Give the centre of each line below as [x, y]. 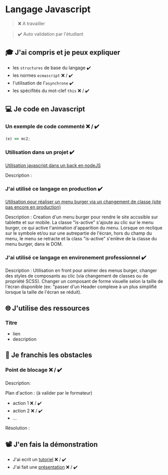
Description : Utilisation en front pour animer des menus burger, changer [81, 270]
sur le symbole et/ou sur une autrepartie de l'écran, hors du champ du [79, 233]
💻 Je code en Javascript [45, 109]
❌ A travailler [31, 23]
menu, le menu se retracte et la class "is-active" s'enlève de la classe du [81, 238]
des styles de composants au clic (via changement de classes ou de [77, 276]
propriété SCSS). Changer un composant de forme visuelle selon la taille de [84, 282]
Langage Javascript [48, 9]
